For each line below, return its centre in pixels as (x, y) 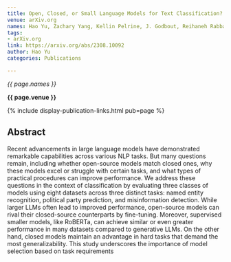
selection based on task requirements (60, 251)
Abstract (26, 132)
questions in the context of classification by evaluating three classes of (108, 185)
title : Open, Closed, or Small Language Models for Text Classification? (115, 13)
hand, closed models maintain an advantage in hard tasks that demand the (113, 236)
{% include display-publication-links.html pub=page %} (86, 110)
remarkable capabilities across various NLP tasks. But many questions (107, 156)
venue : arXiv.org (32, 20)
